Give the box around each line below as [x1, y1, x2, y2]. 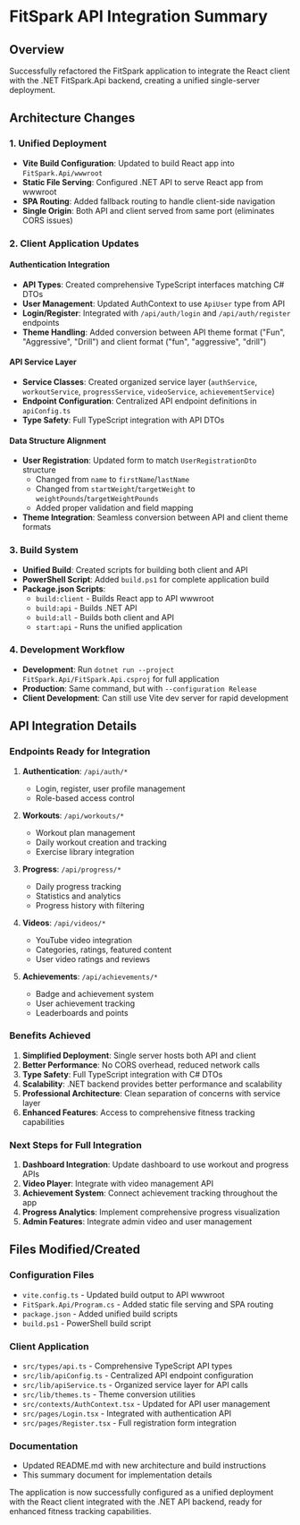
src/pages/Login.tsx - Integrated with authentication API [21, 1408, 232, 1419]
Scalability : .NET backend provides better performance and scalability [21, 1078, 283, 1089]
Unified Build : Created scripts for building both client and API [21, 564, 248, 575]
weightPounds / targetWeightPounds [35, 493, 159, 504]
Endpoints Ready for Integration [9, 745, 151, 758]
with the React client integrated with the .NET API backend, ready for [9, 1496, 262, 1507]
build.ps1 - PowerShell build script [21, 1317, 152, 1328]
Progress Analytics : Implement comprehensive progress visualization [21, 1206, 280, 1218]
